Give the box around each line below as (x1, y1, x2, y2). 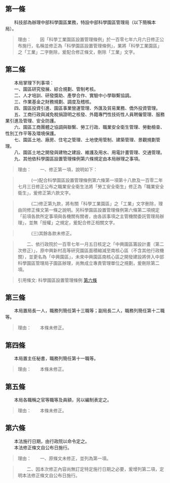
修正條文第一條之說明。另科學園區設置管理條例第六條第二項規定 (26, 207, 160, 213)
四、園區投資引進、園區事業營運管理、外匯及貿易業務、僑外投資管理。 (14, 105, 160, 111)
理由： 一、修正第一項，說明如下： (17, 166, 98, 172)
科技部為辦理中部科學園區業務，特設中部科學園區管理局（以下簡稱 (14, 19, 152, 25)
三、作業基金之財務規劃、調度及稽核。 (14, 98, 94, 105)
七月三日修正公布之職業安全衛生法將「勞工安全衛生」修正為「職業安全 (17, 183, 164, 189)
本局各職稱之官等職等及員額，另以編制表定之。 (14, 397, 112, 403)
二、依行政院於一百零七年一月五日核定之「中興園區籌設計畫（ (26, 241, 155, 247)
